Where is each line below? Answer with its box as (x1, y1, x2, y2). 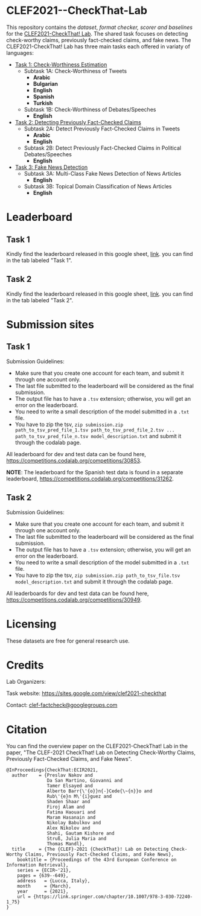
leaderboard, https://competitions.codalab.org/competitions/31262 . (6, 475, 174, 482)
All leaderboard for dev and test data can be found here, (6, 450, 147, 457)
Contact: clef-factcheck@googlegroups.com (6, 701, 118, 709)
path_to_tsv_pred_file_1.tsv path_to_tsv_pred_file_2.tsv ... (14, 427, 175, 433)
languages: (6, 49, 34, 56)
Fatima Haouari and (46, 809, 96, 815)
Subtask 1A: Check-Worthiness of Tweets (24, 67, 127, 74)
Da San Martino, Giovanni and (46, 778, 123, 784)
